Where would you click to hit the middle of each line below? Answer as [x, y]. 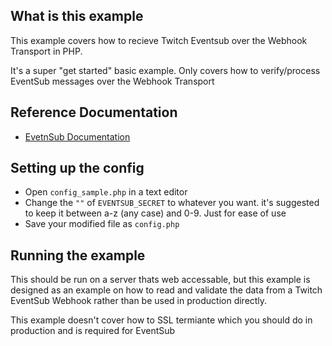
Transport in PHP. [46, 51]
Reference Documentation [94, 112]
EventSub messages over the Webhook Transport [112, 81]
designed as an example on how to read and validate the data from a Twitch [166, 290]
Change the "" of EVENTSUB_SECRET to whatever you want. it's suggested [172, 203]
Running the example [78, 255]
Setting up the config [77, 168]
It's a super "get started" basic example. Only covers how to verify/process [165, 70]
